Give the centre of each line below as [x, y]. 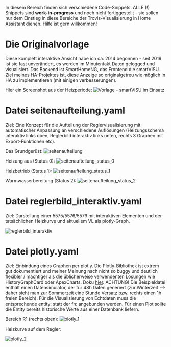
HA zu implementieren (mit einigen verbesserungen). [61, 80]
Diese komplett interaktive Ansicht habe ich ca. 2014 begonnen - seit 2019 [83, 58]
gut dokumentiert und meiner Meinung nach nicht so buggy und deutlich [82, 271]
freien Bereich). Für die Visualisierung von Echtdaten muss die [71, 298]
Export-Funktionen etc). [30, 141]
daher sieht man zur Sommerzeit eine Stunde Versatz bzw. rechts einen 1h [83, 293]
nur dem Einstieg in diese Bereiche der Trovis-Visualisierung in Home [78, 18]
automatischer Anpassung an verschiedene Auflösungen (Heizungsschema [85, 130]
